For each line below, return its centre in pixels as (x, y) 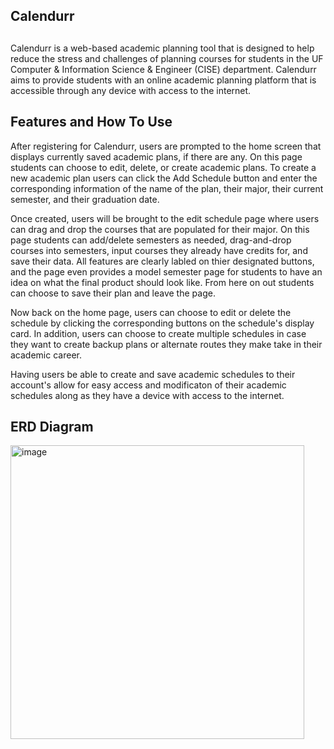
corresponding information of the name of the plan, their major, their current (167, 188)
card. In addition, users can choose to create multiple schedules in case (158, 333)
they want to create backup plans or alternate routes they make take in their (166, 344)
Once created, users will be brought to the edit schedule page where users (165, 218)
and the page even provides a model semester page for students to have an (166, 271)
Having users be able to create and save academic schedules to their (153, 374)
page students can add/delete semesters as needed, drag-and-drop (151, 240)
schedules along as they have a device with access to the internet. (147, 395)
